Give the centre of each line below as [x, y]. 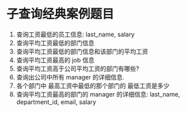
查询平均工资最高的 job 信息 [55, 60]
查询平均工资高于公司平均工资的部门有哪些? [77, 68]
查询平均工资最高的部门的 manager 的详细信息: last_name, [98, 94]
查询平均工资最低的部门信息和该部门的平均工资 [82, 51]
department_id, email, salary [56, 102]
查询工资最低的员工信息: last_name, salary [75, 34]
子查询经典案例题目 [60, 14]
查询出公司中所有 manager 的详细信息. [70, 77]
